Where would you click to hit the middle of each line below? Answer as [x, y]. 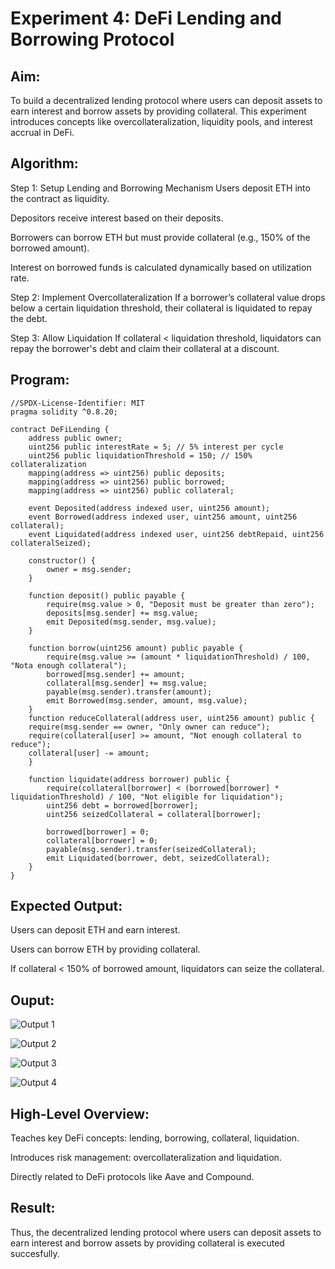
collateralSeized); [51, 543]
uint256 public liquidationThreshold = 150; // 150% [140, 455]
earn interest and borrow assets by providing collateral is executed [147, 1243]
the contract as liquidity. [60, 198]
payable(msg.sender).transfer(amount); [129, 692]
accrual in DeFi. [42, 132]
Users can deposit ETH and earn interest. [95, 930]
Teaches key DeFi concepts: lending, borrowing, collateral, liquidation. [155, 1138]
